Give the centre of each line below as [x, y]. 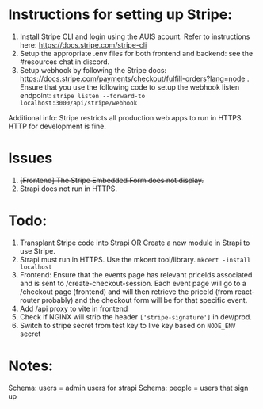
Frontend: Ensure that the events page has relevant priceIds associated [136, 274]
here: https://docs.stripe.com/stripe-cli [83, 44]
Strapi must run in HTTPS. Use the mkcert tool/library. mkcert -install [135, 259]
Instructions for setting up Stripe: [120, 15]
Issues [30, 158]
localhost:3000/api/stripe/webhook [78, 103]
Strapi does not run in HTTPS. [68, 189]
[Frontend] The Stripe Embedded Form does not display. [112, 180]
